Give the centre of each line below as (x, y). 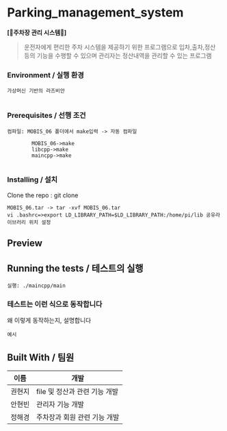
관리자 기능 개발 (60, 404)
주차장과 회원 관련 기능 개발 (78, 417)
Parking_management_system (95, 13)
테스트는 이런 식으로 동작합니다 (55, 304)
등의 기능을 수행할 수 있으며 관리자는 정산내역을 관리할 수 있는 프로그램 (118, 56)
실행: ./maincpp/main (37, 286)
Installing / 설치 (32, 180)
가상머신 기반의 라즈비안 (36, 91)
